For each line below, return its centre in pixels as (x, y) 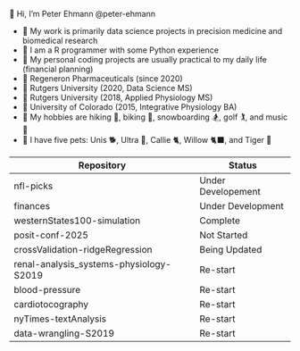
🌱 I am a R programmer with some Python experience (120, 50)
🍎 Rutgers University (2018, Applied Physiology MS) (117, 97)
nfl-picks (33, 186)
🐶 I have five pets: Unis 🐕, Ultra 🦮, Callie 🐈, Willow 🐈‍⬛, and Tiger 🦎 (147, 140)
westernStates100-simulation (77, 221)
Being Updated (231, 250)
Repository (102, 165)
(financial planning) (58, 69)
